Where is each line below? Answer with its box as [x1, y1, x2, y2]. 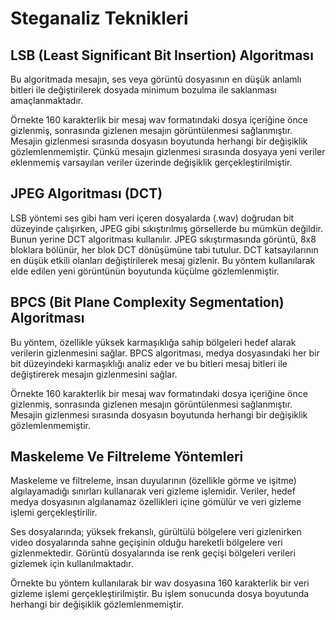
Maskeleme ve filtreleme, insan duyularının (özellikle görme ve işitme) [10, 475, 297, 487]
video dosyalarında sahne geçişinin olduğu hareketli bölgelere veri [10, 537, 283, 549]
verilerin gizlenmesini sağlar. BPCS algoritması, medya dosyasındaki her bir [10, 347, 320, 359]
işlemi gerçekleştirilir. [10, 507, 98, 519]
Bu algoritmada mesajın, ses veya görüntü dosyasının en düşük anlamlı [10, 73, 302, 85]
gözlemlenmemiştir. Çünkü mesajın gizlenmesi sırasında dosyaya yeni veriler [10, 146, 326, 157]
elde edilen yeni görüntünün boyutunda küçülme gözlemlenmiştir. [10, 265, 280, 277]
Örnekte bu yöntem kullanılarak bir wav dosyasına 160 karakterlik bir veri [10, 577, 310, 589]
